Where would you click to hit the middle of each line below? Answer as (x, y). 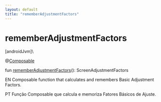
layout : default (21, 9)
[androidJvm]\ (19, 51)
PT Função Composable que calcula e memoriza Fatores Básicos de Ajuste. (80, 94)
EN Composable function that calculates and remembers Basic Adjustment (80, 80)
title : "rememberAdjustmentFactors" (42, 14)
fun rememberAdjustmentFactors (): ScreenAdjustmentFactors (67, 70)
